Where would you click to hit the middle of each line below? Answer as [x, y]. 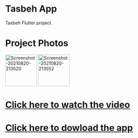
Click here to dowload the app [69, 128]
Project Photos [37, 43]
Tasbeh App [31, 9]
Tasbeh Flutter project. [29, 23]
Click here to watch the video [68, 105]
